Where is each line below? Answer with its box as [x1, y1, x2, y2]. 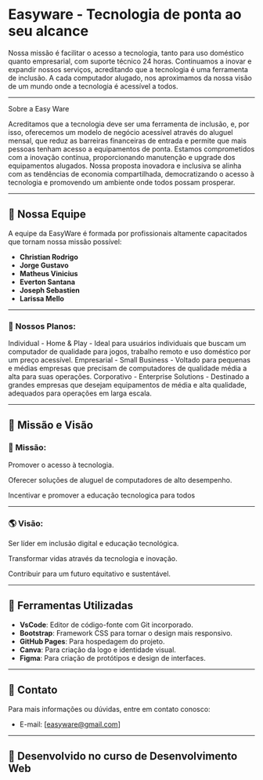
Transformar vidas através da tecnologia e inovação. [8, 554, 178, 563]
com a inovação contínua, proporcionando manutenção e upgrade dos [8, 152, 236, 162]
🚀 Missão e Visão [8, 418, 94, 432]
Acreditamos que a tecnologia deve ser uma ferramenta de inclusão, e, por [8, 119, 250, 129]
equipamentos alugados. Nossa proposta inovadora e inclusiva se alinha [8, 161, 242, 170]
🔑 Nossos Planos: [8, 320, 76, 331]
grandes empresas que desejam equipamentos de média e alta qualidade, [8, 381, 247, 390]
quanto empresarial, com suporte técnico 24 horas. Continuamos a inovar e [8, 56, 252, 66]
